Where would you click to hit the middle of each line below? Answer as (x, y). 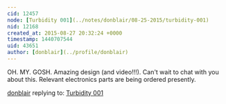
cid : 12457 (23, 14)
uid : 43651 (23, 46)
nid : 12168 (23, 26)
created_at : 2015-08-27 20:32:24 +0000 (65, 33)
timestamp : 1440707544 (40, 40)
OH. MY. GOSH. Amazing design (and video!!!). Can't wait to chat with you (113, 72)
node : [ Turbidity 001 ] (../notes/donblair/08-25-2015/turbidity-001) (108, 20)
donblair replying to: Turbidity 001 (55, 93)
